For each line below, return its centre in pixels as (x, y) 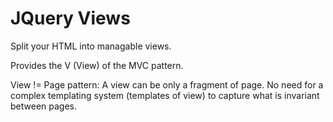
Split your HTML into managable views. (91, 46)
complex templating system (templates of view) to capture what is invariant (165, 95)
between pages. (43, 106)
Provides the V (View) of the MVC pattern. (97, 65)
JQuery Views (70, 18)
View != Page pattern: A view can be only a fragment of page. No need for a (167, 84)
